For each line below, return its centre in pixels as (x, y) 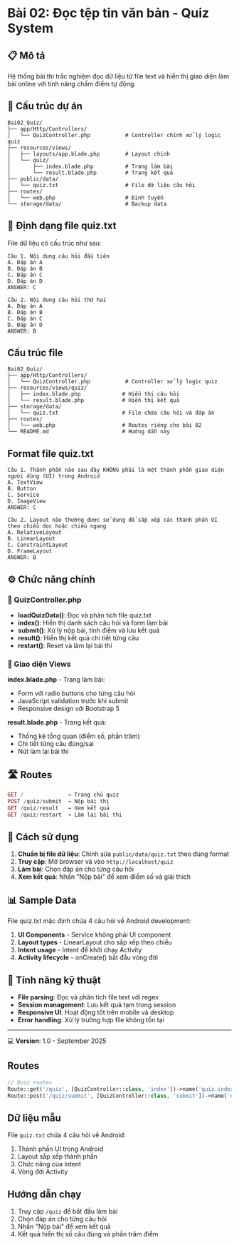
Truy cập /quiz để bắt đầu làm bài (68, 1211)
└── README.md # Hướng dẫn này (89, 432)
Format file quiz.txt (51, 454)
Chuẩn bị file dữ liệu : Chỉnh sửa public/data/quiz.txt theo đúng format (123, 854)
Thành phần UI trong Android (60, 1149)
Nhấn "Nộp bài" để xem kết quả (64, 1226)
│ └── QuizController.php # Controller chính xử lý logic (114, 135)
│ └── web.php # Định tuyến (85, 198)
